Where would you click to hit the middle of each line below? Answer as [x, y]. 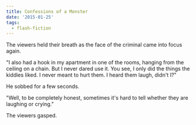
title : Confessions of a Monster [47, 11]
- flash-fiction [31, 28]
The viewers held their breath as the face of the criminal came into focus [94, 45]
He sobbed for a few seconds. [43, 87]
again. [14, 51]
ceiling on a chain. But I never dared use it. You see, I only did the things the [98, 69]
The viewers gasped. [31, 116]
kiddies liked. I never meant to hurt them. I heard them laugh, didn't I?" [91, 75]
